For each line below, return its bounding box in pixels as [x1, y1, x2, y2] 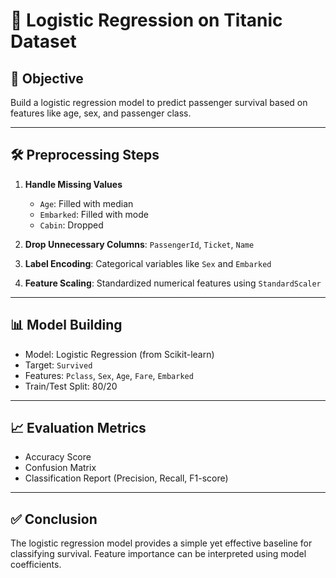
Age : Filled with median [39, 197, 134, 209]
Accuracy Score [24, 451, 92, 463]
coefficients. [10, 559, 62, 571]
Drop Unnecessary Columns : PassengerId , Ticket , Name [24, 238, 255, 250]
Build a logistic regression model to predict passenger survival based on [10, 97, 308, 108]
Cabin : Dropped [39, 219, 104, 231]
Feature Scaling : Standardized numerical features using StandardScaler [24, 277, 322, 289]
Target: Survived [24, 359, 93, 371]
